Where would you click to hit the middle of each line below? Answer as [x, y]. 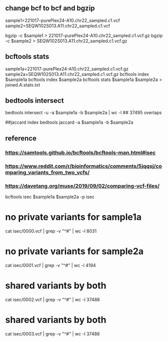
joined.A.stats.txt [23, 84]
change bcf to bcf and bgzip [50, 8]
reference [21, 138]
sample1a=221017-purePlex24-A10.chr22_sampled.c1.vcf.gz [67, 69]
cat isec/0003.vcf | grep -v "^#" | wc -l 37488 [53, 333]
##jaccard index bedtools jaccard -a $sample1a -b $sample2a [69, 122]
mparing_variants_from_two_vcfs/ [47, 172]
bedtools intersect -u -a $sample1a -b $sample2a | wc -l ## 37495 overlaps [83, 113]
